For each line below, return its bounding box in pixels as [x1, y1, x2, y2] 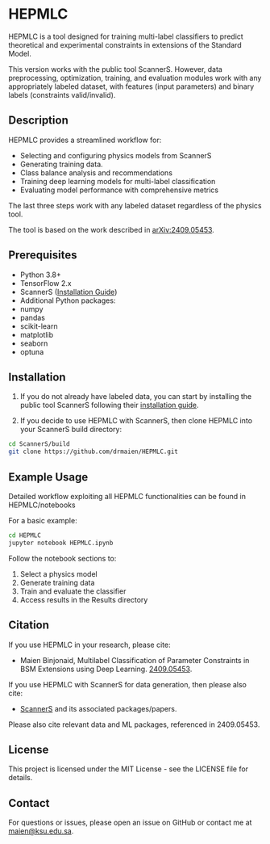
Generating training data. [19, 159, 103, 169]
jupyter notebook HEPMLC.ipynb [8, 539, 114, 547]
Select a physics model [19, 569, 98, 578]
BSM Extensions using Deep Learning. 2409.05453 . [19, 664, 193, 674]
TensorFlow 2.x [19, 278, 72, 288]
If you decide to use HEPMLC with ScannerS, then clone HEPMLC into [19, 416, 252, 426]
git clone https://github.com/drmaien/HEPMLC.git [8, 447, 179, 456]
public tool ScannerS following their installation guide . [19, 401, 199, 410]
